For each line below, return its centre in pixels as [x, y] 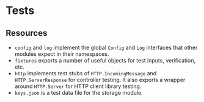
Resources [27, 33]
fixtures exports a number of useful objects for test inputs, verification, [105, 60]
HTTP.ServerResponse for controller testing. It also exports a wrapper [100, 80]
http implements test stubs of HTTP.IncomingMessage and [86, 73]
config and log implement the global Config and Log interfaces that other [106, 47]
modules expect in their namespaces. [62, 54]
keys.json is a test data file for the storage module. [78, 93]
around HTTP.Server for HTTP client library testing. [78, 86]
